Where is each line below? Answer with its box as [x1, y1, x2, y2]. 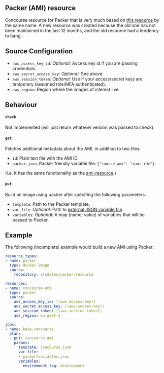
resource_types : [5, 254, 38, 259]
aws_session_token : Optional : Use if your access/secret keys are [12, 76, 143, 82]
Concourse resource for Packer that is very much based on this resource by [5, 17, 159, 23]
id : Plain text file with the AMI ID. [12, 155, 79, 161]
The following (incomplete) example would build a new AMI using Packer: [5, 244, 154, 250]
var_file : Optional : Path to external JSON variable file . [12, 206, 124, 212]
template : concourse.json [18, 345, 71, 350]
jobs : [5, 322, 16, 327]
